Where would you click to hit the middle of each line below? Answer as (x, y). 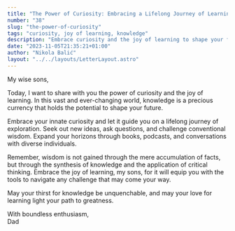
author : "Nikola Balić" (42, 53)
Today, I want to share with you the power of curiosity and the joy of (106, 92)
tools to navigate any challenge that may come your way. (89, 179)
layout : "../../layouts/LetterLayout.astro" (73, 59)
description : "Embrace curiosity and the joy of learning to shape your (115, 40)
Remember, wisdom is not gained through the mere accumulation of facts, (114, 157)
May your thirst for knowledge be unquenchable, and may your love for (109, 192)
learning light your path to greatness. (60, 200)
